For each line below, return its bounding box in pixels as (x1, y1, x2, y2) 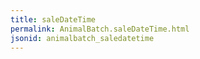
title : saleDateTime (10, 14, 97, 25)
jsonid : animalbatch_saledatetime (10, 33, 155, 43)
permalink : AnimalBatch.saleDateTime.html (10, 24, 190, 34)
